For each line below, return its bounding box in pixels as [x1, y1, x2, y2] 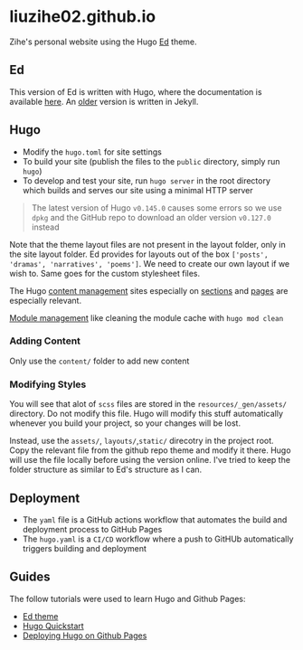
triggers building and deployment [22, 542, 147, 553]
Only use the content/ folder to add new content [9, 355, 190, 366]
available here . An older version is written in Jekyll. [9, 96, 199, 107]
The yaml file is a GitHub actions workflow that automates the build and [22, 513, 288, 525]
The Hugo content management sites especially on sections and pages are [9, 285, 289, 296]
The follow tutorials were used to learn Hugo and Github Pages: [9, 593, 246, 604]
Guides [9, 570, 52, 585]
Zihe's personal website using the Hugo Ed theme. [9, 36, 197, 47]
